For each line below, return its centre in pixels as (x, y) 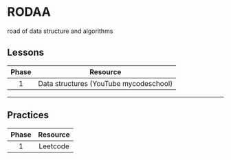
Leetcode (54, 146)
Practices (28, 115)
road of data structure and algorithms (60, 31)
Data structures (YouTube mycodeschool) (106, 83)
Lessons (26, 53)
